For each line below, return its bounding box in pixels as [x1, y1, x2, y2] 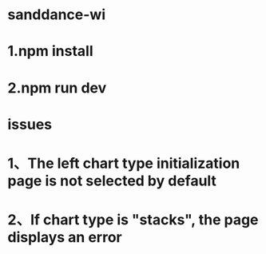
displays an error [7, 228, 123, 247]
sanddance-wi [7, 6, 105, 24]
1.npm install [7, 42, 93, 61]
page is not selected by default [7, 172, 217, 189]
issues [7, 115, 53, 133]
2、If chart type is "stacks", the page [7, 211, 259, 229]
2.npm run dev [7, 78, 107, 97]
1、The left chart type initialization [7, 154, 240, 173]
